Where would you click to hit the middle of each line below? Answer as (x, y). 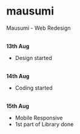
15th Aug (18, 106)
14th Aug (18, 76)
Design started (34, 58)
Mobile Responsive (39, 118)
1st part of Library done (44, 124)
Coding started (34, 88)
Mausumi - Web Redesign (38, 28)
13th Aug (18, 46)
